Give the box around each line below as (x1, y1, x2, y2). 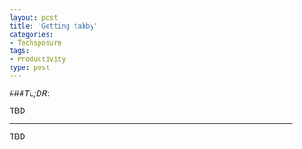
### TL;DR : (9, 87, 49, 99)
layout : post (9, 13, 58, 22)
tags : (9, 47, 30, 56)
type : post (9, 64, 50, 73)
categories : (9, 30, 54, 39)
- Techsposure (9, 38, 63, 48)
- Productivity (9, 55, 67, 64)
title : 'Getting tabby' (9, 22, 99, 31)
